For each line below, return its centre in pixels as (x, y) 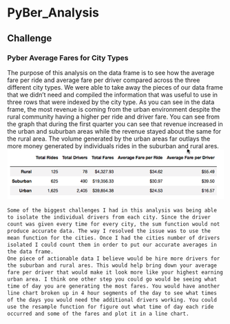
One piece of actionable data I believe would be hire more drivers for (114, 259)
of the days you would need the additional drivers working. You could (112, 300)
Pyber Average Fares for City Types (68, 58)
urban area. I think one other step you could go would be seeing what (112, 280)
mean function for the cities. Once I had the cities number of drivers (114, 238)
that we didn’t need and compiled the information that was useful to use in (113, 94)
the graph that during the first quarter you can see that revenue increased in (115, 124)
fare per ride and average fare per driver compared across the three (104, 80)
